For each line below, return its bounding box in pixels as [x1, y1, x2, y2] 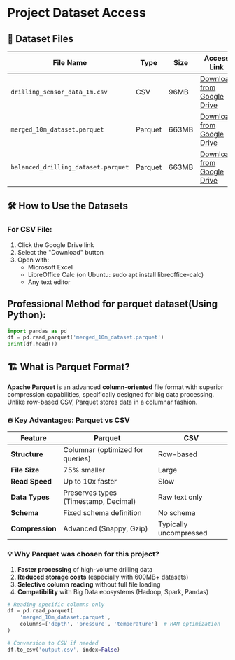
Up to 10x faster [63, 477, 117, 486]
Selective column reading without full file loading [17, 580, 161, 589]
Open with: [17, 255, 50, 264]
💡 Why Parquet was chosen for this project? [7, 549, 159, 559]
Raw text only [158, 492, 203, 502]
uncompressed [158, 528, 208, 538]
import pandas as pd [7, 328, 68, 335]
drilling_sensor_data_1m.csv [10, 88, 108, 96]
